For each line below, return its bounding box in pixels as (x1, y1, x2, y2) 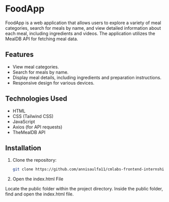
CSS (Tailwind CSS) (12, 113, 54, 119)
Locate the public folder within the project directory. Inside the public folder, (5, 186, 163, 192)
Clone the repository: (12, 157, 57, 163)
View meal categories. (12, 63, 59, 70)
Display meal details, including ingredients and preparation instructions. (12, 74, 161, 81)
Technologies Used (5, 94, 67, 103)
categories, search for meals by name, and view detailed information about (5, 25, 161, 31)
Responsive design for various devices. (12, 80, 95, 86)
